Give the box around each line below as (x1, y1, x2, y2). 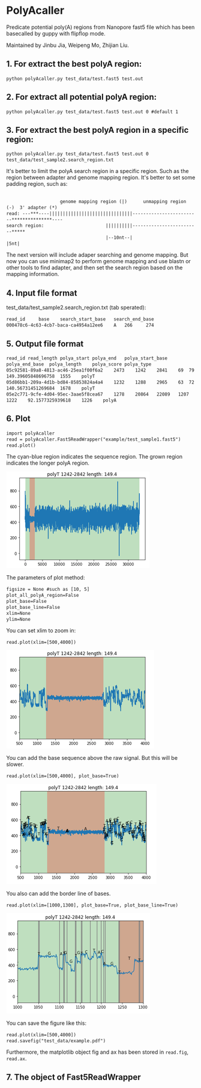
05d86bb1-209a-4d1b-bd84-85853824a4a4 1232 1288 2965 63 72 (6, 379, 195, 385)
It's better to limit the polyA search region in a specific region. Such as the (6, 168, 189, 175)
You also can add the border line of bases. (6, 890, 111, 897)
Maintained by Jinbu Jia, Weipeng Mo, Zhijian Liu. (6, 41, 129, 49)
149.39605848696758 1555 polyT (6, 373, 95, 379)
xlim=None (6, 610, 31, 616)
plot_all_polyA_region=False (6, 592, 79, 598)
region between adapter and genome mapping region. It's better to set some (6, 174, 196, 181)
